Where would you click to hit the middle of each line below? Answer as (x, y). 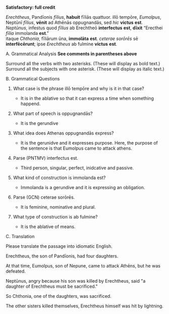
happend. (31, 104)
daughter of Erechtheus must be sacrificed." (52, 286)
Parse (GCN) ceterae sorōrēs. (44, 197)
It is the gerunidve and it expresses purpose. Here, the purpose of (89, 143)
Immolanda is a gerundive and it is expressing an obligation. (83, 187)
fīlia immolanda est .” (27, 33)
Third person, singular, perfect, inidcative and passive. (77, 168)
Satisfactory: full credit (31, 7)
